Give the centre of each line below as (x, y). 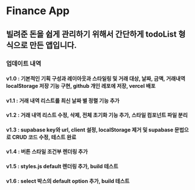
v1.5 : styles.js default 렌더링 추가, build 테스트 (62, 166)
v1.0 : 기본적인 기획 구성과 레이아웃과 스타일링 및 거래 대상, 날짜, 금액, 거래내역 (96, 78)
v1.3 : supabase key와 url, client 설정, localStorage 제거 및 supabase (90, 130)
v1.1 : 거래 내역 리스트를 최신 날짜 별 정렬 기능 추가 (63, 100)
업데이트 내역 (24, 63)
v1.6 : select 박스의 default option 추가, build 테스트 (68, 181)
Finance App (38, 11)
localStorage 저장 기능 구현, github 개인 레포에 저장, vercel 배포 (81, 86)
